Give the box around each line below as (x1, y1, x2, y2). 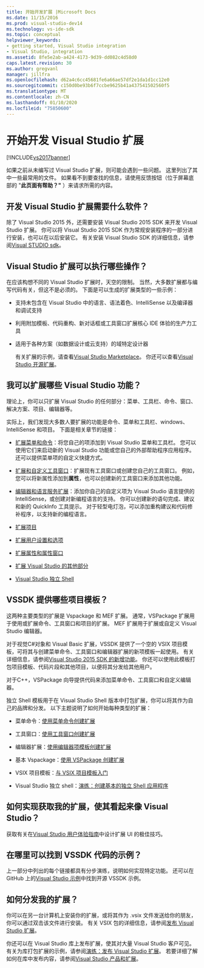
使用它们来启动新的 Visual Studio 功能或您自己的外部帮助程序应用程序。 (15, 446, 195, 454)
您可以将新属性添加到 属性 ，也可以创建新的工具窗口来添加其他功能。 (15, 474, 186, 482)
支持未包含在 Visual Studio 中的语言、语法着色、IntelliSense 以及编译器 (15, 299, 193, 307)
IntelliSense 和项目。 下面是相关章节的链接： (6, 425, 118, 433)
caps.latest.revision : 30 (6, 60, 72, 66)
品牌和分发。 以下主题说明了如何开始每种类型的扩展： (16, 704, 152, 711)
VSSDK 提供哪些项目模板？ (6, 595, 108, 605)
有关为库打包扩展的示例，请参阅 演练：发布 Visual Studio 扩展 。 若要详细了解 (6, 947, 198, 955)
